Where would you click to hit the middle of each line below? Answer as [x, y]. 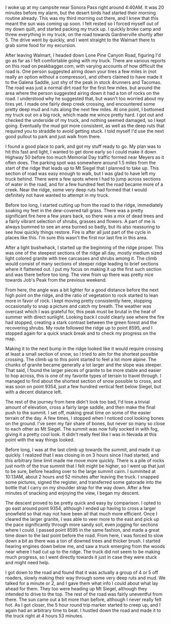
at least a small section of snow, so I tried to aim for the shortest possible [82, 354]
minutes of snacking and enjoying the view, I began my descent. [73, 493]
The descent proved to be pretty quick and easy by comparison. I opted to [83, 503]
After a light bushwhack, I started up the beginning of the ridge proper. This [84, 247]
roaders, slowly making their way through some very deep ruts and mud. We [85, 578]
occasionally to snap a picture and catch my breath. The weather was [78, 306]
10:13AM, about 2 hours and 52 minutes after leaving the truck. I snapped [82, 477]
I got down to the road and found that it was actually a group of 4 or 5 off [82, 572]
